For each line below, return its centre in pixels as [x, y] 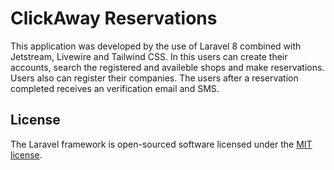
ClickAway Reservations [114, 18]
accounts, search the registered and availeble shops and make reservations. [167, 67]
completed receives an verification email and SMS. [115, 88]
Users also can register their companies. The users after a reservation [154, 78]
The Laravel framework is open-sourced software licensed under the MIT [161, 144]
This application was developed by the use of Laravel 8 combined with [156, 46]
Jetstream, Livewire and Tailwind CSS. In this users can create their [149, 56]
